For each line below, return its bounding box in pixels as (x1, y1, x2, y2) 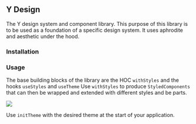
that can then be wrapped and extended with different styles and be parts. (6, 89, 187, 96)
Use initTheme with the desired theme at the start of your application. (6, 112, 175, 119)
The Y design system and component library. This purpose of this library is (6, 20, 188, 27)
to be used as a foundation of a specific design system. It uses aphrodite (6, 26, 183, 33)
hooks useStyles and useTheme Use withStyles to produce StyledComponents (6, 83, 191, 90)
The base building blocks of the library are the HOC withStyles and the (6, 76, 179, 84)
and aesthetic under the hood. (6, 32, 80, 40)
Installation (6, 47, 40, 55)
